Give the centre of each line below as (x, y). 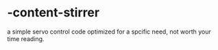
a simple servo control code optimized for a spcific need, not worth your (109, 32)
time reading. (26, 38)
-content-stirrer (53, 13)
